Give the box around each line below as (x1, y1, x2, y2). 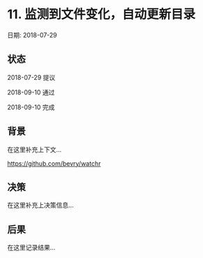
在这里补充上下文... (7, 145, 62, 154)
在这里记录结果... (7, 243, 56, 252)
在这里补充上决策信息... (7, 201, 75, 210)
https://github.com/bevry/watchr (7, 159, 101, 168)
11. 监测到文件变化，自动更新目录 (7, 6, 196, 22)
